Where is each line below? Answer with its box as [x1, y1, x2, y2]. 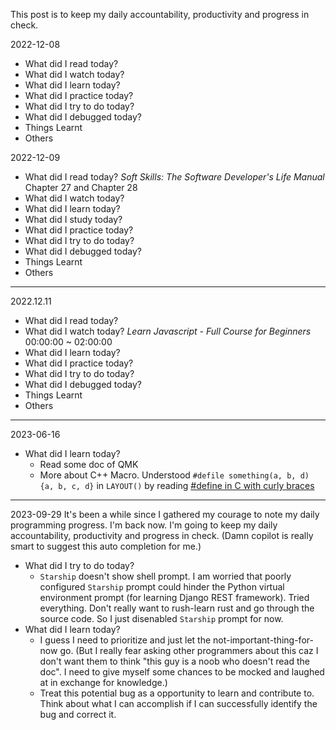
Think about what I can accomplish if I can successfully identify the [39, 698, 318, 709]
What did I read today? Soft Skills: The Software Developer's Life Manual [24, 171, 325, 183]
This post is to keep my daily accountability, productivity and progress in [10, 9, 310, 20]
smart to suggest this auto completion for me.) [10, 540, 202, 552]
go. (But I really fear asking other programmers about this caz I [59, 645, 319, 656]
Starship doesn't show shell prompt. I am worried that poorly [39, 570, 292, 582]
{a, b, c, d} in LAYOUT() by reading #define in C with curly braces [39, 480, 315, 491]
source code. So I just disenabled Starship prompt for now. [39, 613, 284, 624]
